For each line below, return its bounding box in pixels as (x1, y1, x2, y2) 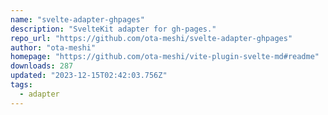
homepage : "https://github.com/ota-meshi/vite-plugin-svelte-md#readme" (10, 52, 320, 62)
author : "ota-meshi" (10, 42, 97, 53)
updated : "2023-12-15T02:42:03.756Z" (10, 71, 168, 81)
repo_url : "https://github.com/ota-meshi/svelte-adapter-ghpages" (10, 33, 293, 43)
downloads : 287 (10, 61, 74, 71)
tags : (10, 80, 33, 90)
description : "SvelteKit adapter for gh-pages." (10, 24, 217, 34)
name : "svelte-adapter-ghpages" (10, 14, 145, 25)
